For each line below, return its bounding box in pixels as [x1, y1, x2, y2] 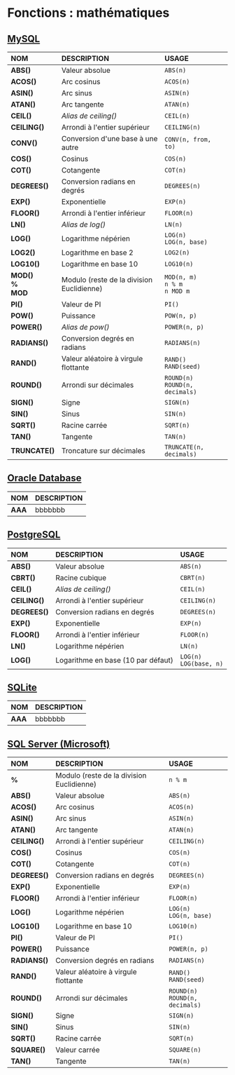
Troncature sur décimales [61, 446, 145, 455]
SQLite [7, 682, 37, 694]
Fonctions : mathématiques [7, 5, 170, 21]
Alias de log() [61, 219, 106, 229]
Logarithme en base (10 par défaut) [55, 655, 173, 665]
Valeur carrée [55, 1045, 100, 1055]
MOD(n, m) [164, 273, 197, 281]
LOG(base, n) [180, 659, 224, 668]
